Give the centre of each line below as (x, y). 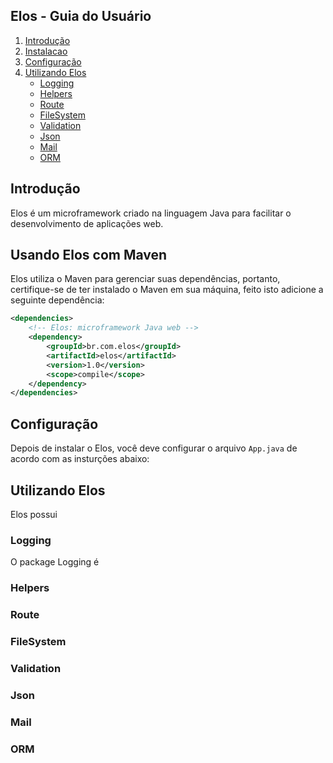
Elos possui (34, 514)
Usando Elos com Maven (89, 255)
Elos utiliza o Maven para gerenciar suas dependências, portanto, (145, 279)
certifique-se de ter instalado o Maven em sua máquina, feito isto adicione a (167, 290)
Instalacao (46, 51)
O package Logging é (55, 562)
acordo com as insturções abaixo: (80, 459)
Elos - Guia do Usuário (81, 16)
